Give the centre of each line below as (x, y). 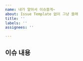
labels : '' (16, 23)
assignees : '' (20, 28)
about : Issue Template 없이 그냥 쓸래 (42, 14)
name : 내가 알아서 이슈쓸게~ (30, 9)
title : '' (15, 18)
